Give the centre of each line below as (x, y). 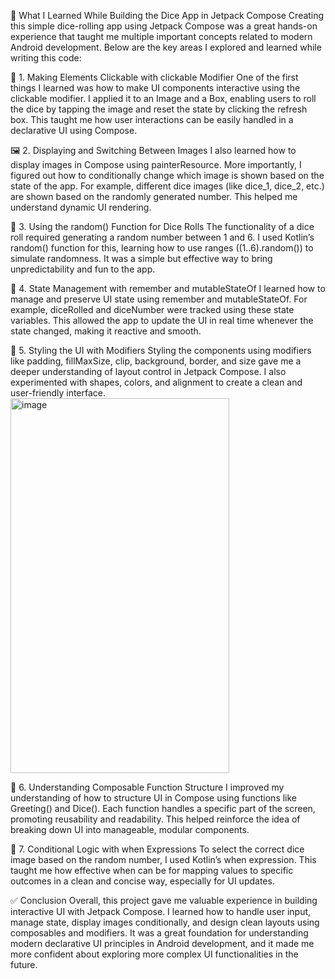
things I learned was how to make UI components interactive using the (155, 88)
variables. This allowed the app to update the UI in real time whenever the (162, 320)
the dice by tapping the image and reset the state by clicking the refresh (159, 109)
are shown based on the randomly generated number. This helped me (154, 196)
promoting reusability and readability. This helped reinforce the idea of (155, 819)
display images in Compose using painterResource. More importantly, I (156, 164)
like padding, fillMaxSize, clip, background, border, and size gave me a (156, 361)
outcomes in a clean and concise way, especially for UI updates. (142, 881)
